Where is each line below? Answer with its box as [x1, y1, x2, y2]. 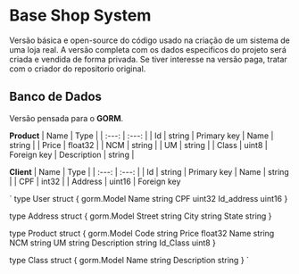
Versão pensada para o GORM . [9, 112, 124, 123]
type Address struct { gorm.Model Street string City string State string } [9, 211, 272, 221]
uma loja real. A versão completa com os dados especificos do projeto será [9, 44, 287, 54]
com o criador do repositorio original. [9, 63, 146, 74]
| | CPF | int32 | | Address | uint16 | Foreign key [9, 176, 181, 187]
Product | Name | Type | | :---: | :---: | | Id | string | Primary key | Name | [9, 130, 274, 141]
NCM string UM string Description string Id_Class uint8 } [9, 237, 217, 248]
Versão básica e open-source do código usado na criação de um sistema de [9, 35, 290, 46]
